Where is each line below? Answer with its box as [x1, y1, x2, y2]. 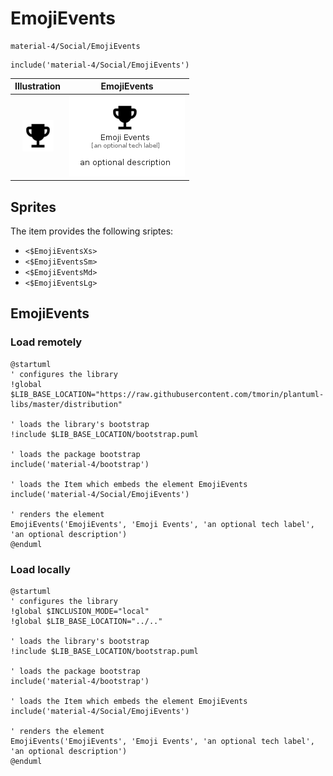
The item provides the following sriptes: [10, 225, 174, 237]
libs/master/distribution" [10, 399, 123, 409]
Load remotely [10, 335, 83, 349]
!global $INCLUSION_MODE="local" [10, 606, 150, 616]
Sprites [10, 198, 57, 216]
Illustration [14, 80, 62, 92]
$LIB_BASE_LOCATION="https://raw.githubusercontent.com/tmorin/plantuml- [10, 389, 325, 399]
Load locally [10, 562, 71, 576]
